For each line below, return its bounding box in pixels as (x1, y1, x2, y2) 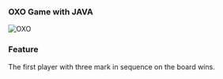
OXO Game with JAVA (8, 6, 93, 17)
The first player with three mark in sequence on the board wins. (8, 62, 215, 71)
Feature (8, 44, 39, 55)
